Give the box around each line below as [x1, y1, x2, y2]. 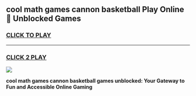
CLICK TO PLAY [6, 31, 51, 40]
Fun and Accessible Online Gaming [6, 83, 93, 90]
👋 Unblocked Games [6, 14, 82, 24]
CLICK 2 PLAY [6, 53, 47, 61]
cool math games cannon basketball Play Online [6, 5, 184, 15]
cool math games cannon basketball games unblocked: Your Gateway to [6, 77, 185, 84]
